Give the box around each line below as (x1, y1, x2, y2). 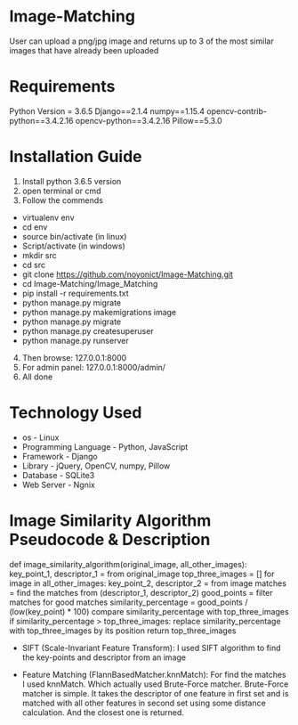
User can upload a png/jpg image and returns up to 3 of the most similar (9, 36, 274, 46)
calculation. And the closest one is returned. (21, 706, 185, 718)
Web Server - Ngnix (21, 479, 95, 490)
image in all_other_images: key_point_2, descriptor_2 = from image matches (9, 577, 287, 589)
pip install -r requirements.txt (21, 288, 129, 298)
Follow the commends (21, 194, 104, 206)
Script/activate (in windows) (21, 240, 126, 251)
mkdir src (21, 249, 58, 260)
